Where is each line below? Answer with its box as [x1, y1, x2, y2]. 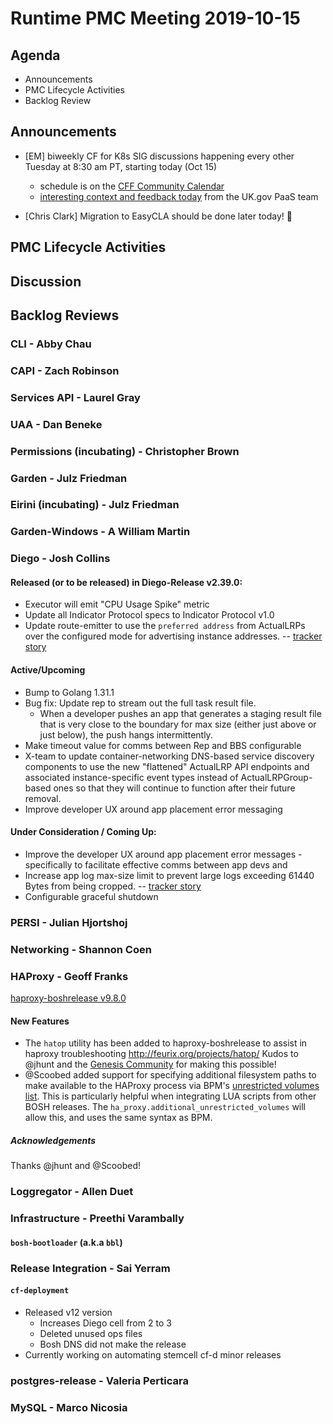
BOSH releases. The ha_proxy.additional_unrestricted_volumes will [24, 1101, 307, 1113]
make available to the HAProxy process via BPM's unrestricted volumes [24, 1080, 320, 1092]
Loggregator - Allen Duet [10, 1185, 134, 1199]
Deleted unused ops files [39, 1327, 143, 1339]
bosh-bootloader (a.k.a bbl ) [10, 1236, 123, 1248]
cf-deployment [10, 1286, 70, 1296]
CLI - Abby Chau [10, 337, 92, 351]
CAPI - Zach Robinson [10, 363, 120, 377]
